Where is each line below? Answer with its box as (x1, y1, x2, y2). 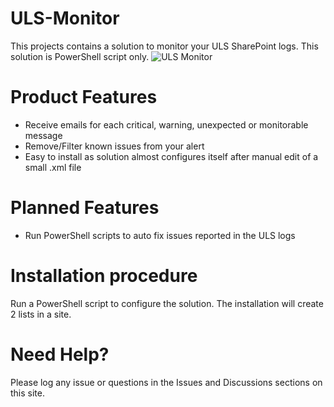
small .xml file (24, 161, 82, 173)
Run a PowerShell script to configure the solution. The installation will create (10, 297, 324, 309)
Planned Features (10, 197, 160, 219)
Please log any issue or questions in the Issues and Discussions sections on (10, 376, 323, 388)
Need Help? (10, 343, 110, 366)
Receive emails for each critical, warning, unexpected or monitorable (24, 118, 309, 131)
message (24, 129, 63, 141)
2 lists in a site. (10, 308, 72, 320)
